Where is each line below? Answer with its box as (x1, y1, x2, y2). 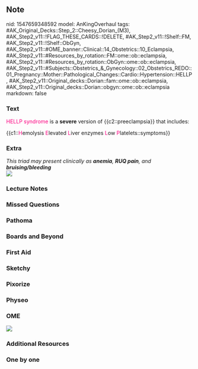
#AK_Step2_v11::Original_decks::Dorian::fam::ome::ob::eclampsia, (8, 77, 168, 84)
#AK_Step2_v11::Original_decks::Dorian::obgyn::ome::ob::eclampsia (6, 83, 170, 91)
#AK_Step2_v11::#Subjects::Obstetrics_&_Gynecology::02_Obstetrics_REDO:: (6, 65, 192, 72)
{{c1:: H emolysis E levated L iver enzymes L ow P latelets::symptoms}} (6, 130, 171, 137)
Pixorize (6, 280, 31, 288)
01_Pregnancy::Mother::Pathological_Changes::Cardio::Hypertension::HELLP (6, 70, 193, 78)
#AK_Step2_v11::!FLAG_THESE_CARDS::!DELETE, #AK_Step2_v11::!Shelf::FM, (6, 33, 191, 40)
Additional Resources (6, 340, 69, 348)
